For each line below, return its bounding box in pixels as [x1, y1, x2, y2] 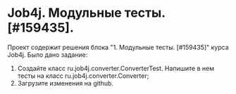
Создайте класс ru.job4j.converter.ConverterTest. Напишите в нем [17, 64, 215, 72]
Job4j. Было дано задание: [7, 51, 88, 59]
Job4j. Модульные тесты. [7, 5, 166, 21]
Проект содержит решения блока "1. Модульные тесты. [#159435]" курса [7, 43, 229, 51]
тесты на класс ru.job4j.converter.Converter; [17, 72, 149, 80]
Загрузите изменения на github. [17, 79, 114, 87]
